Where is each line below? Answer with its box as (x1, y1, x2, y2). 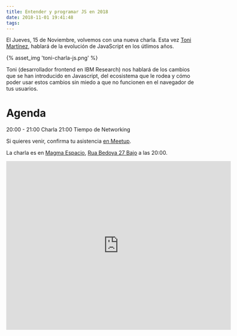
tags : (6, 20, 20, 26)
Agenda (6, 106, 46, 120)
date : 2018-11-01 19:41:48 (6, 14, 74, 20)
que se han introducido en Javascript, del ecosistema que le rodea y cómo (6, 73, 190, 80)
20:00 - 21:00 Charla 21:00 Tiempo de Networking (6, 126, 130, 133)
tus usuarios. (6, 85, 38, 92)
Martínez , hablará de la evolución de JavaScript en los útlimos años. (6, 43, 175, 50)
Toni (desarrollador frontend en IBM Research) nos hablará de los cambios (6, 66, 190, 73)
